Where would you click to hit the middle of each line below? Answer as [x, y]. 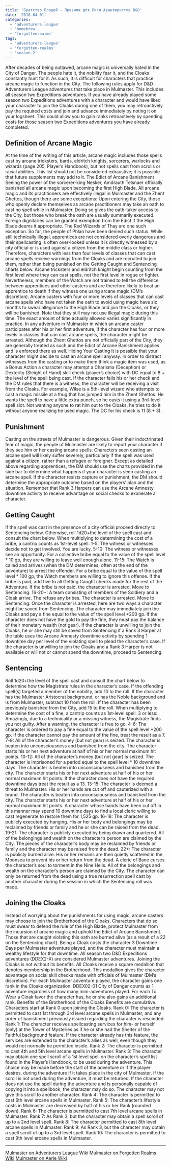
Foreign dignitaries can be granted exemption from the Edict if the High [80, 221]
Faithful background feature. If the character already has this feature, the [82, 1035]
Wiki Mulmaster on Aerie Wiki [36, 1158]
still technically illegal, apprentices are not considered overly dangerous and [85, 237]
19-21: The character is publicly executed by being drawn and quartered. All [84, 832]
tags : [11, 39]
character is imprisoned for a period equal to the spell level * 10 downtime [83, 762]
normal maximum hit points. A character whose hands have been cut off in [83, 805]
